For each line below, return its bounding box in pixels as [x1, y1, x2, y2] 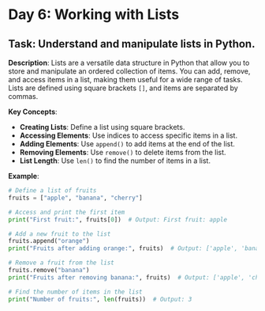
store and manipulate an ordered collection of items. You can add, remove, [8, 66, 251, 76]
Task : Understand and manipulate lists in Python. [8, 37, 256, 51]
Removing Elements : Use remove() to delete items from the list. [19, 148, 226, 157]
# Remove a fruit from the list [8, 259, 114, 267]
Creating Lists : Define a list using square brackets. [19, 123, 185, 131]
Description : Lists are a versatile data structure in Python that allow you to [8, 58, 250, 67]
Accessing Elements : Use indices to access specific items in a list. [19, 131, 238, 140]
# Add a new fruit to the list [8, 229, 111, 238]
